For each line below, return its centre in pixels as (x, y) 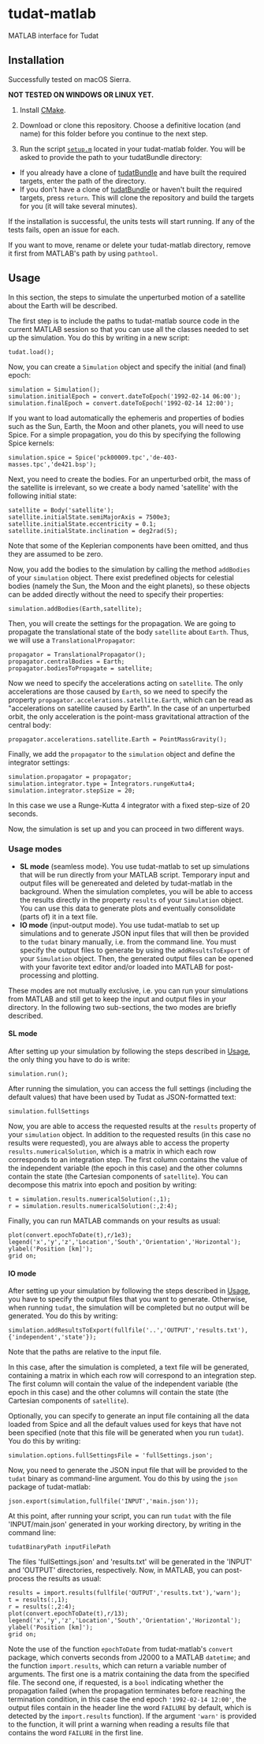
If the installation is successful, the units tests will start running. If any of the (132, 221)
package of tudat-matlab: (49, 1487)
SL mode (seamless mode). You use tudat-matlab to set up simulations (134, 866)
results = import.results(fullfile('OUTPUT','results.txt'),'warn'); (125, 1593)
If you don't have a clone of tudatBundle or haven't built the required (131, 189)
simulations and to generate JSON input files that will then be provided (134, 933)
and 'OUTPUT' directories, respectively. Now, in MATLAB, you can (115, 1571)
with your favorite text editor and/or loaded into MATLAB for (117, 967)
